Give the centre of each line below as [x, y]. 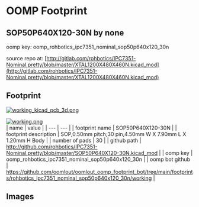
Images [20, 197]
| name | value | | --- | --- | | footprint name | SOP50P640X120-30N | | [92, 128]
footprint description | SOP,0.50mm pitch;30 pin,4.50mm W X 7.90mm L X [96, 134]
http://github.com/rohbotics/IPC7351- [52, 147]
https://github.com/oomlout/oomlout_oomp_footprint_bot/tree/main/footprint [99, 172]
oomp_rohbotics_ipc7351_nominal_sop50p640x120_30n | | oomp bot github [98, 159]
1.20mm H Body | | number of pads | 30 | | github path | [74, 140]
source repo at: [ [26, 58]
